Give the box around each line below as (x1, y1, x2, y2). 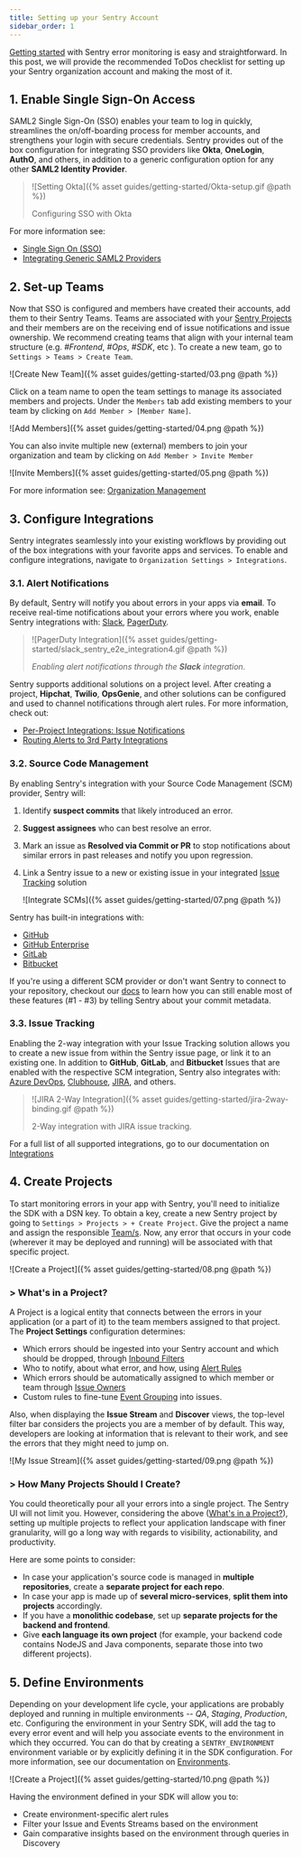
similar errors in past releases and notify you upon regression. (22, 849, 253, 860)
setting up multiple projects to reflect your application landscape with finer (9, 1517, 287, 1528)
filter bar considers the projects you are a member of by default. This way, (9, 1418, 286, 1429)
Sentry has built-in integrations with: (9, 912, 144, 923)
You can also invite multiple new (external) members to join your (9, 440, 248, 452)
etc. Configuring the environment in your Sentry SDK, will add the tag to (9, 1718, 277, 1729)
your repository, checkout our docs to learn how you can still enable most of (9, 985, 293, 996)
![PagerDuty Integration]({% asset (31, 634, 159, 645)
